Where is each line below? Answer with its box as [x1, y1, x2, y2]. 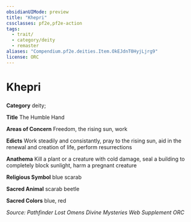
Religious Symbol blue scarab [6, 173, 82, 181]
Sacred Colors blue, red [6, 197, 66, 204]
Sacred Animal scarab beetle [6, 185, 80, 192]
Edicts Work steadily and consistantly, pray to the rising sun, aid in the [6, 137, 182, 144]
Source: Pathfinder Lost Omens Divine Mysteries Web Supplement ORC [6, 209, 184, 216]
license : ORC [6, 54, 39, 60]
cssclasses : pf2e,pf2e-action [6, 20, 83, 26]
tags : [6, 25, 20, 32]
